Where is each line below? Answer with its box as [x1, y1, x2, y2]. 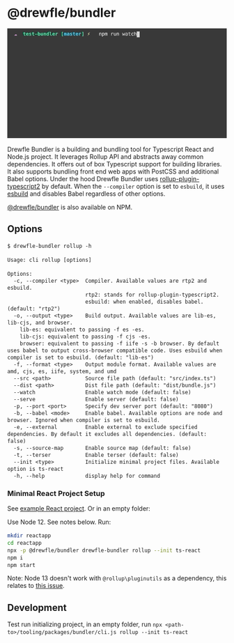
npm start [7, 561, 36, 568]
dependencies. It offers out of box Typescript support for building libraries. [7, 160, 222, 168]
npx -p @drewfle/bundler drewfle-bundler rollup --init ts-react [7, 547, 201, 554]
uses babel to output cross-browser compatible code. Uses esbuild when [7, 347, 223, 354]
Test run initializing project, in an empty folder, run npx [7, 620, 162, 628]
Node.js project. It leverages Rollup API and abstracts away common [7, 152, 204, 161]
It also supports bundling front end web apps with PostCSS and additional [7, 167, 219, 176]
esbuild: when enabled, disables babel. [84, 298, 204, 305]
